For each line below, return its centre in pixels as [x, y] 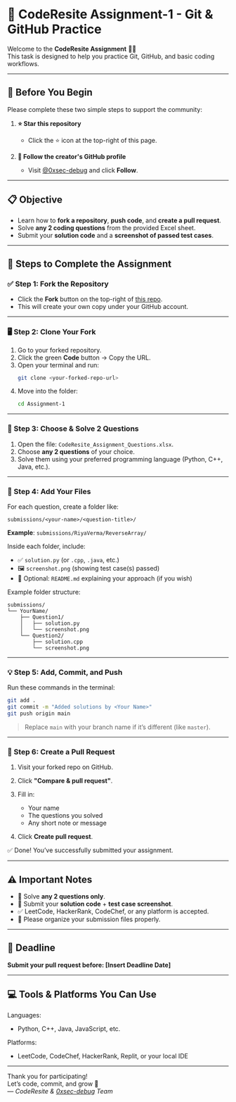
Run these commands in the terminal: [61, 688]
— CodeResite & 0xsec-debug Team [60, 1091]
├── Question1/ [42, 617]
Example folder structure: [44, 592]
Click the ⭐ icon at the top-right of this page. [92, 140]
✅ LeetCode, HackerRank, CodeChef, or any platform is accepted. [113, 911]
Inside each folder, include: [46, 546]
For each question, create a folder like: [63, 507]
